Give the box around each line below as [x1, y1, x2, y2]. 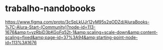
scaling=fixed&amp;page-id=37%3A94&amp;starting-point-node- [5, 34, 138, 40]
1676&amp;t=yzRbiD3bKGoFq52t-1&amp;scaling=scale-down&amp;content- [5, 29, 158, 35]
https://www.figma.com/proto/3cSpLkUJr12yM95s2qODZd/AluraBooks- [5, 19, 150, 25]
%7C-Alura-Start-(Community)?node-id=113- [5, 24, 96, 30]
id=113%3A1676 [5, 39, 37, 45]
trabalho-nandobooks [5, 3, 96, 14]
